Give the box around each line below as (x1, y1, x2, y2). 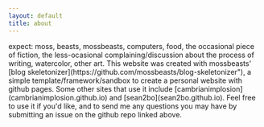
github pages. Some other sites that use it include (8, 84, 173, 93)
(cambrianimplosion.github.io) (8, 92, 108, 102)
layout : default (8, 11, 63, 20)
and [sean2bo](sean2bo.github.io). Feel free (109, 92, 256, 102)
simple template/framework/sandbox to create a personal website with (8, 76, 243, 85)
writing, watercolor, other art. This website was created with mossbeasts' (8, 58, 252, 68)
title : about (8, 19, 52, 27)
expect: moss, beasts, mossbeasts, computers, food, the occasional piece (8, 41, 255, 51)
